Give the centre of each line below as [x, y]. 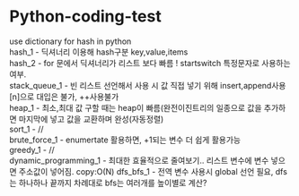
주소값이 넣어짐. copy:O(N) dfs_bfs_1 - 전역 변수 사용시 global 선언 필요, [146, 171]
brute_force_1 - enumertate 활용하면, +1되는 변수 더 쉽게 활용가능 [125, 140]
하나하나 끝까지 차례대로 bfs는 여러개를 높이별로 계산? [113, 183]
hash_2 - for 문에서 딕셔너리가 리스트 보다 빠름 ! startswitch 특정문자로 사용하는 [150, 63]
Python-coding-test [85, 17]
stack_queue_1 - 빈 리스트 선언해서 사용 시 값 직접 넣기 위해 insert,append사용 [148, 85]
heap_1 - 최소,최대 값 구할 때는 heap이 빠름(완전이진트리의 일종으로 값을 [136, 107]
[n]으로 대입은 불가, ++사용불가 [64, 97]
